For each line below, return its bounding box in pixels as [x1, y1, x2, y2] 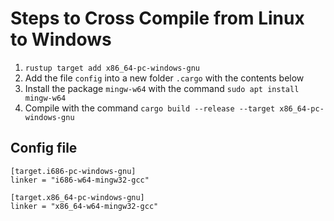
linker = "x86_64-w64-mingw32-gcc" [10, 201, 159, 211]
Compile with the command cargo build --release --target [24, 102, 276, 114]
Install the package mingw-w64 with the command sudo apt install [24, 82, 300, 94]
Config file [10, 140, 78, 157]
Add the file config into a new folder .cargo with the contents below [24, 72, 305, 84]
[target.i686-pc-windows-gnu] [10, 166, 137, 176]
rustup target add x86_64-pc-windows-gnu [24, 63, 200, 73]
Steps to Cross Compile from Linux [10, 7, 305, 30]
